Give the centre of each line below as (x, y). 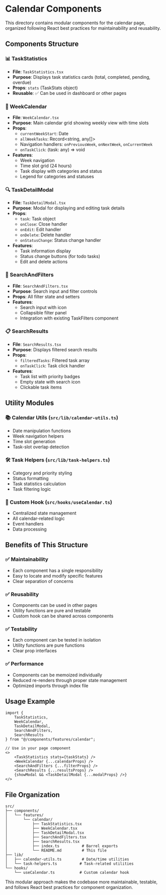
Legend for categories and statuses (57, 176)
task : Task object (38, 219)
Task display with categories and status (61, 171)
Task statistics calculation (39, 484)
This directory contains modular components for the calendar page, (75, 23)
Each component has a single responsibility (58, 570)
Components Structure (42, 44)
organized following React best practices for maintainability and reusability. (83, 28)
